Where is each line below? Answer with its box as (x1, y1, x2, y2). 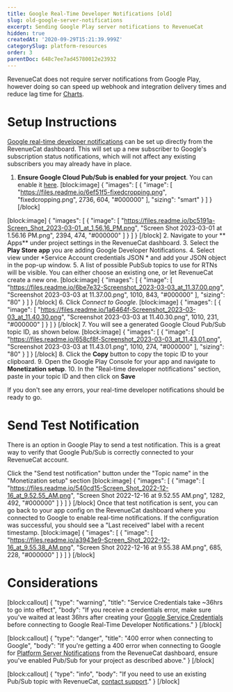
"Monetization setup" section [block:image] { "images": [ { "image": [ (7, 476, 205, 485)
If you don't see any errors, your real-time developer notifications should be (7, 385, 225, 394)
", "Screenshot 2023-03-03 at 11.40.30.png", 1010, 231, (61, 312, 219, 321)
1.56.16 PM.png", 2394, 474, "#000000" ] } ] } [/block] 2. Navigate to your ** (7, 231, 226, 240)
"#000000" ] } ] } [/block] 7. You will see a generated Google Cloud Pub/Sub (7, 320, 226, 328)
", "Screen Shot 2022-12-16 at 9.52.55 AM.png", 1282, (70, 491, 225, 499)
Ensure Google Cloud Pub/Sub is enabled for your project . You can (17, 172, 214, 182)
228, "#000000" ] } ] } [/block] (7, 550, 95, 559)
